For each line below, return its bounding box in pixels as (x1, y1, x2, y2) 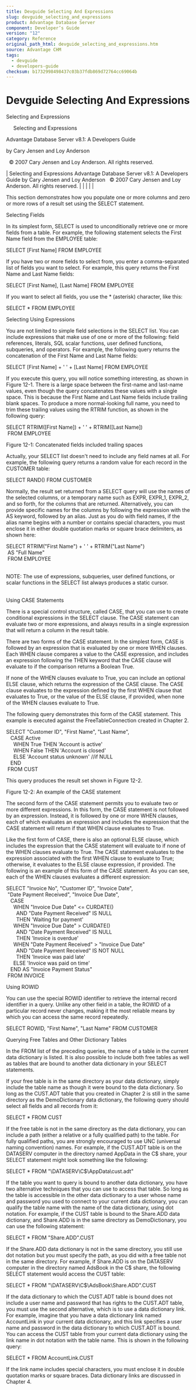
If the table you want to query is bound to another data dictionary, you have (6, 1179, 188, 1186)
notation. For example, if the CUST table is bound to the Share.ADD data (6, 1211, 180, 1218)
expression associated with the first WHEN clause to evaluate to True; (6, 855, 174, 862)
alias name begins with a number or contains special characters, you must (6, 519, 185, 526)
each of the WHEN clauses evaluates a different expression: (6, 873, 151, 880)
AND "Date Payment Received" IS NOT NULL (16, 947, 125, 954)
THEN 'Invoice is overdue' (16, 935, 79, 942)
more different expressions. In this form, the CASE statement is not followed (6, 806, 189, 813)
